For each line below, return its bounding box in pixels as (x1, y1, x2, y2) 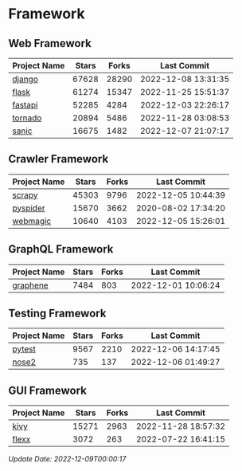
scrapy (12, 189, 38, 200)
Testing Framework (8, 307, 107, 320)
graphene (12, 280, 49, 291)
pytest (12, 343, 36, 355)
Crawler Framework (8, 152, 109, 166)
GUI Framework (8, 383, 88, 397)
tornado (12, 112, 42, 124)
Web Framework (8, 37, 92, 50)
